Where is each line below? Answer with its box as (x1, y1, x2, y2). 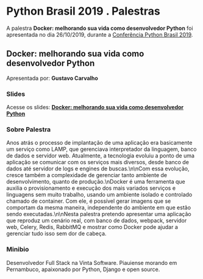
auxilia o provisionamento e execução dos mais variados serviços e (6, 184, 176, 192)
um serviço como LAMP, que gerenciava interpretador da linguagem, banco (6, 145, 197, 153)
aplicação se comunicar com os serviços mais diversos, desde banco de (6, 159, 189, 166)
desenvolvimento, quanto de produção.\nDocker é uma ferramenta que (6, 178, 185, 186)
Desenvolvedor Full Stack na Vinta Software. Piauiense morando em (6, 259, 177, 266)
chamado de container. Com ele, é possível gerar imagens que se (6, 197, 171, 205)
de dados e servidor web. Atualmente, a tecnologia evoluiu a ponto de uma (6, 152, 195, 159)
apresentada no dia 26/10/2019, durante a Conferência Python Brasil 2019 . (6, 31, 193, 38)
